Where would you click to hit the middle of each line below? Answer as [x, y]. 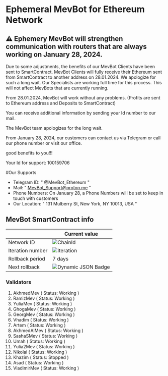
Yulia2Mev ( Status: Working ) [44, 347]
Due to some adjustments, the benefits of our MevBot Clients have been [80, 66]
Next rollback [24, 267]
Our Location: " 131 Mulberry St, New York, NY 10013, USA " [75, 204]
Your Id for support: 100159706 [38, 163]
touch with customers [35, 198]
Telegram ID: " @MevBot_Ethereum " [51, 182]
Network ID [22, 242]
